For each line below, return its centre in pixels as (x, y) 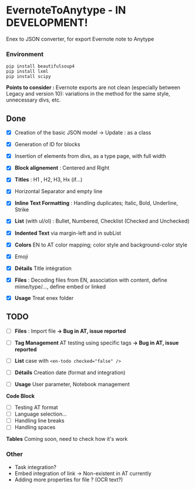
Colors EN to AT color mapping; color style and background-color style (101, 245)
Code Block (21, 396)
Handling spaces (35, 427)
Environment (25, 54)
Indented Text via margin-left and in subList (68, 233)
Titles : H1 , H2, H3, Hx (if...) (48, 180)
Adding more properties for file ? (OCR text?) (69, 480)
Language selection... (41, 414)
